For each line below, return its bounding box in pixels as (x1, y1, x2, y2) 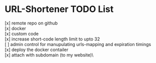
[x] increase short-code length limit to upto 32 (5, 36, 100, 42)
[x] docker (5, 25, 26, 31)
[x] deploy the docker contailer (5, 46, 69, 52)
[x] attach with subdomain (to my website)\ (5, 51, 94, 58)
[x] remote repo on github (5, 20, 58, 26)
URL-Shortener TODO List (5, 3, 114, 15)
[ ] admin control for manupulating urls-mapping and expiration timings (5, 41, 151, 47)
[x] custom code (5, 30, 39, 36)
